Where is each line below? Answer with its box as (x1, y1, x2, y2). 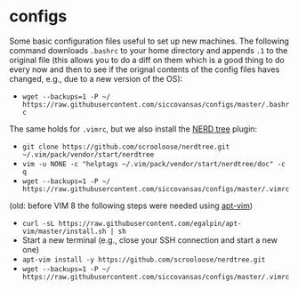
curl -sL (21, 219, 55, 228)
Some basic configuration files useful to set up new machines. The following (9, 36, 289, 46)
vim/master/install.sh (21, 227, 107, 236)
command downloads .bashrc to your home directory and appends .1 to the (9, 44, 288, 55)
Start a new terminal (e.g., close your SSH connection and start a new (21, 234, 278, 246)
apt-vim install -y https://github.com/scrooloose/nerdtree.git (21, 255, 266, 264)
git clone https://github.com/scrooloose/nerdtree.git (21, 142, 230, 151)
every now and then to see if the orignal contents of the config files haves (9, 64, 280, 75)
